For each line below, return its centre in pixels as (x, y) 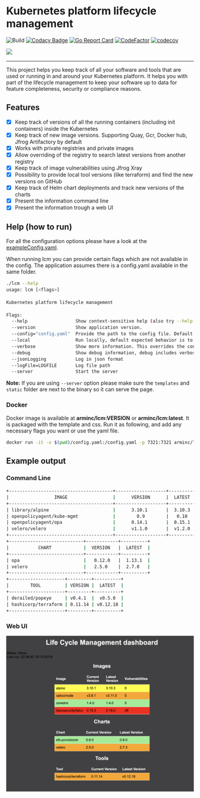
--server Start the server (65, 372)
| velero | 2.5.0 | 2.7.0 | (78, 567)
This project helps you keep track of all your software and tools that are (94, 69)
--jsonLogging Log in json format (68, 359)
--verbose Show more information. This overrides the (98, 346)
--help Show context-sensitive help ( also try (93, 321)
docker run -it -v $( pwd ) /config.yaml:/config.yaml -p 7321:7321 (89, 442)
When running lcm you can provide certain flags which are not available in (97, 259)
